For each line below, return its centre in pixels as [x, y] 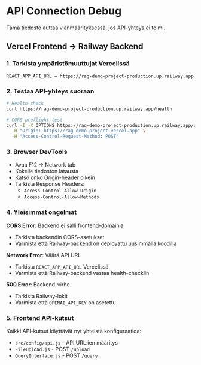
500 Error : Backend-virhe [38, 284]
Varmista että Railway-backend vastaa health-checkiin [82, 273]
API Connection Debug [64, 11]
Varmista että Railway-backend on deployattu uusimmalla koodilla [96, 243]
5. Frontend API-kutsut [40, 318]
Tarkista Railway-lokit [41, 296]
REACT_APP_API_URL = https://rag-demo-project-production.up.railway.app [100, 76]
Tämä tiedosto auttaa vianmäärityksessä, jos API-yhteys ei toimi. [86, 28]
